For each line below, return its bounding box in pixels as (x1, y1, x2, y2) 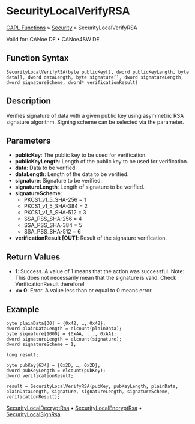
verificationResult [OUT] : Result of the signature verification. (14, 234, 167, 241)
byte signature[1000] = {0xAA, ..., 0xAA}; (6, 331, 117, 337)
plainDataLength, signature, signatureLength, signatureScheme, (6, 389, 170, 395)
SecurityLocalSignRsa (6, 411, 61, 418)
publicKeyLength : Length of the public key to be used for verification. (14, 158, 189, 165)
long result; (6, 352, 39, 358)
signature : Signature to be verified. (14, 177, 103, 184)
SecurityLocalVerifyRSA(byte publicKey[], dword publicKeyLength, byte (6, 69, 189, 75)
